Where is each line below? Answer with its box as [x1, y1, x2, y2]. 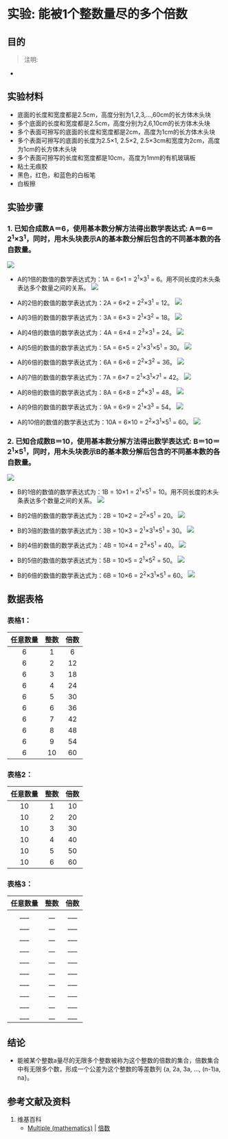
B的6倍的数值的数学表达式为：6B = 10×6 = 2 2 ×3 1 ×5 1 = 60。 [16, 570, 187, 579]
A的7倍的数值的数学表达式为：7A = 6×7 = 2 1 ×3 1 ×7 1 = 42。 [16, 371, 183, 381]
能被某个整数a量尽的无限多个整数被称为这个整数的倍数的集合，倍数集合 [16, 1056, 220, 1065]
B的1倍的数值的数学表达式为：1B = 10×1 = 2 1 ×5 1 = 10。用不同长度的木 [16, 486, 213, 496]
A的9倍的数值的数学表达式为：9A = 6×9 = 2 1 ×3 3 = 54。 [16, 402, 175, 411]
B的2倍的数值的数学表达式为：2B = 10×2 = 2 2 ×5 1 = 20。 [16, 510, 177, 520]
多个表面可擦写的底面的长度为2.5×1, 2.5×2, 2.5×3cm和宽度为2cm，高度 [16, 136, 220, 145]
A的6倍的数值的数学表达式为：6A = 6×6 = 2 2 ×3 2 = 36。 [16, 357, 176, 366]
